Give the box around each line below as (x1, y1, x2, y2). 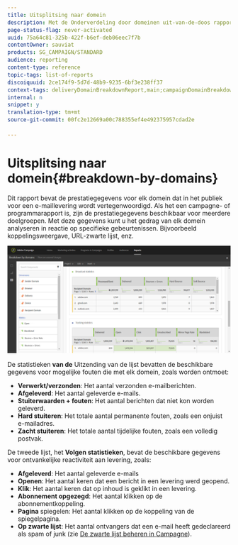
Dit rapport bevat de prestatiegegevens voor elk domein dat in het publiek (7, 194, 223, 202)
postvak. (17, 434, 44, 443)
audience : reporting (7, 57, 69, 64)
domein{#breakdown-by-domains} (7, 170, 218, 186)
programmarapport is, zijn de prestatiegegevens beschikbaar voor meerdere (7, 209, 231, 217)
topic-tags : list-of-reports (7, 71, 93, 78)
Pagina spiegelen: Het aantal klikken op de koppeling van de (17, 507, 195, 515)
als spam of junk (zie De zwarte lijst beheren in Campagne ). (17, 529, 193, 538)
